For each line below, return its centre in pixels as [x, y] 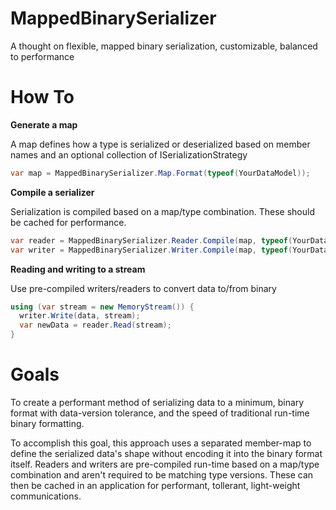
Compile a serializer [52, 192]
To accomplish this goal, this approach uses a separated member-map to [161, 443]
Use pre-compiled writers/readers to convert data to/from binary [143, 288]
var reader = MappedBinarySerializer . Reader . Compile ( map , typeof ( [151, 240]
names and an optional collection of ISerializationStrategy [129, 154]
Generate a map [44, 124]
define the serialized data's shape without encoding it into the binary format [166, 453]
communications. [46, 496]
